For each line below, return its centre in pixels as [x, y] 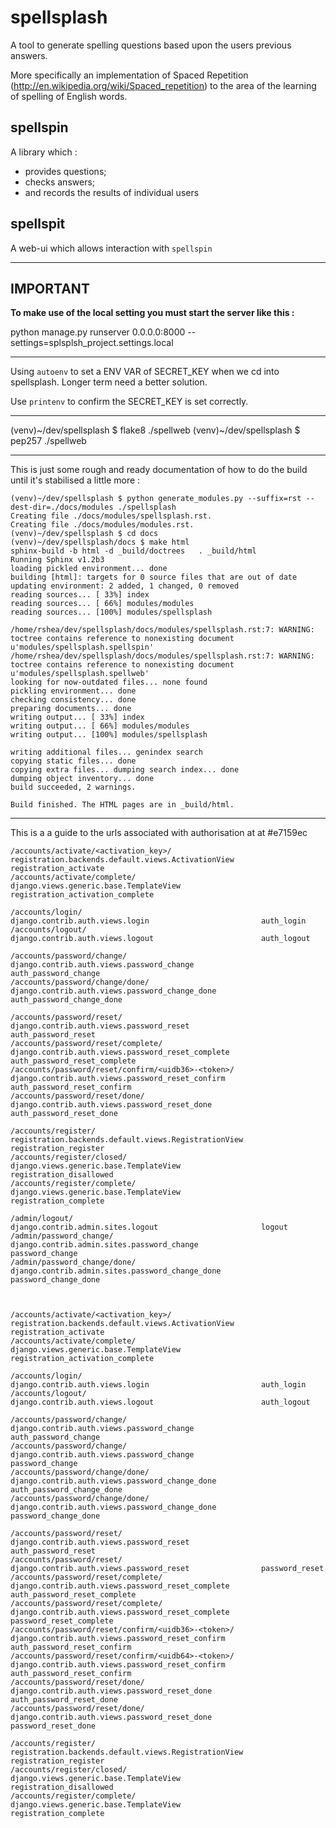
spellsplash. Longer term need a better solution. [109, 382]
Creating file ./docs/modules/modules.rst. [102, 525]
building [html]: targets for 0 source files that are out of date [154, 577]
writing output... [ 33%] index [77, 717]
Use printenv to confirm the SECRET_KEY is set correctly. [129, 402]
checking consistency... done [73, 700]
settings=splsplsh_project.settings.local [92, 343]
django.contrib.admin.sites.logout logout [149, 1227]
